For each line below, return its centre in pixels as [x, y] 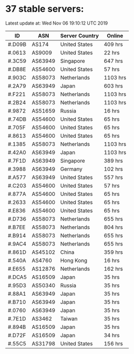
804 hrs [114, 227]
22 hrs [112, 53]
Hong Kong [74, 260]
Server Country [80, 35]
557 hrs [114, 177]
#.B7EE [17, 227]
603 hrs [114, 86]
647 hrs [114, 61]
